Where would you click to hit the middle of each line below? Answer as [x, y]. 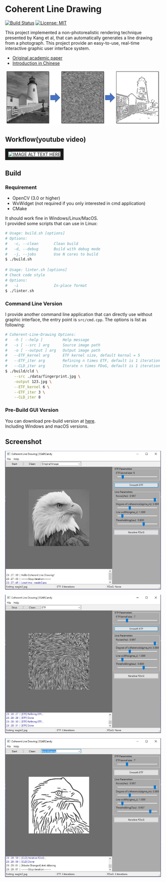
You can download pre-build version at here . [50, 421]
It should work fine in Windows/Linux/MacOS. [52, 218]
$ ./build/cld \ [22, 371]
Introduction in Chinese [36, 63]
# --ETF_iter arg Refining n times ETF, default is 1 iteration [83, 361]
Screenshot [23, 442]
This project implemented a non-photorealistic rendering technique [73, 32]
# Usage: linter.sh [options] [36, 270]
